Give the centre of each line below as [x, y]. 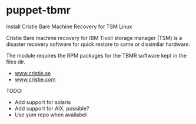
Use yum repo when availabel [51, 115]
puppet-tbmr [38, 10]
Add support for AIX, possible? [52, 108]
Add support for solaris [43, 102]
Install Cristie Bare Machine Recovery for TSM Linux [69, 26]
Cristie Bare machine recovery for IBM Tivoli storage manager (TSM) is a [94, 38]
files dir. [16, 62]
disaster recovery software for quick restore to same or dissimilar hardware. [98, 44]
